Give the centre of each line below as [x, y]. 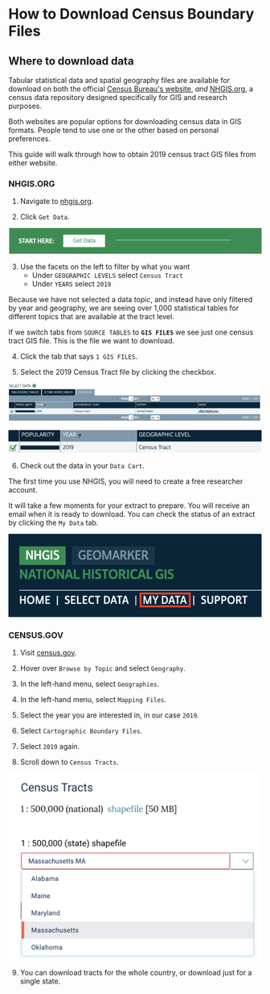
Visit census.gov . [48, 653]
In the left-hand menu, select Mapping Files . [93, 700]
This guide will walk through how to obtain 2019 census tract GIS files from [132, 154]
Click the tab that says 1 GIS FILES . [79, 356]
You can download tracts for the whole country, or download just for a [136, 972]
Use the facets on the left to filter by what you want [105, 267]
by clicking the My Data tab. [53, 523]
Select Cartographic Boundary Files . [81, 731]
